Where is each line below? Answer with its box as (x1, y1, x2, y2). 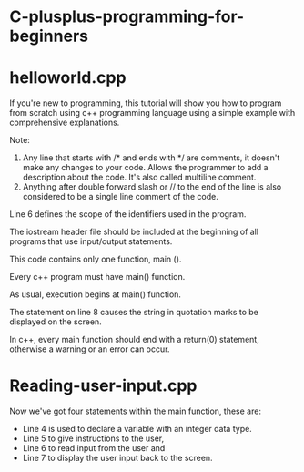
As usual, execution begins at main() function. (9, 289, 182, 300)
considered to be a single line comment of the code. (22, 191, 218, 202)
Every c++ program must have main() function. (9, 272, 186, 282)
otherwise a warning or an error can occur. (9, 344, 170, 354)
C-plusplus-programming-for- (9, 6, 245, 27)
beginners (9, 26, 89, 46)
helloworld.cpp (9, 67, 127, 88)
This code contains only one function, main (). (9, 253, 182, 265)
